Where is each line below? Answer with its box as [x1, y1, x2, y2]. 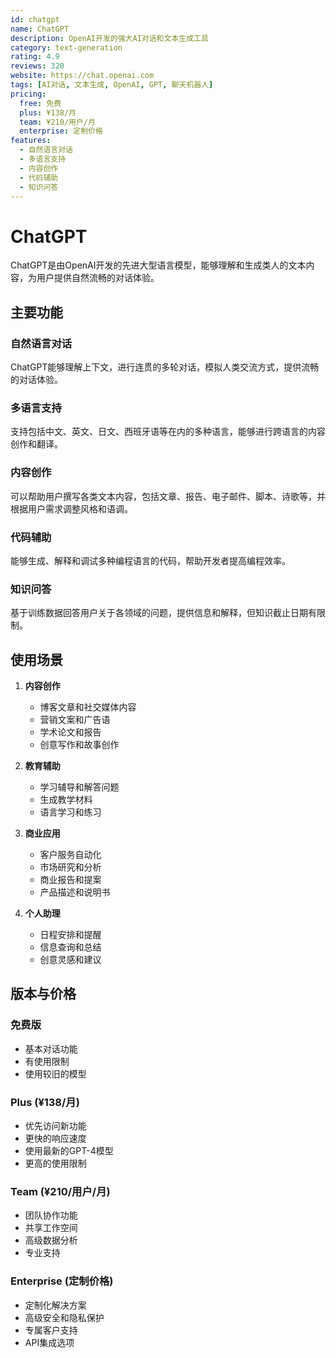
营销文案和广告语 [39, 714, 111, 725]
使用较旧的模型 [24, 1067, 87, 1080]
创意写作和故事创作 [39, 739, 120, 750]
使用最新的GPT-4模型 [24, 1144, 114, 1156]
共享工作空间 [24, 1222, 78, 1234]
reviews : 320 [10, 61, 65, 71]
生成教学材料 [39, 794, 93, 805]
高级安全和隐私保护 [24, 1311, 105, 1323]
